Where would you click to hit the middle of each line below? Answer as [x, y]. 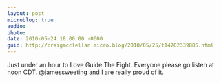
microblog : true [30, 20]
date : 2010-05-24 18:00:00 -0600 [55, 39]
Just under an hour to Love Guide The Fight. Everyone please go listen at [111, 65]
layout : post [26, 13]
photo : [17, 33]
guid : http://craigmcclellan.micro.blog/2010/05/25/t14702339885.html [110, 45]
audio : [17, 26]
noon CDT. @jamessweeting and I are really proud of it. [85, 72]
